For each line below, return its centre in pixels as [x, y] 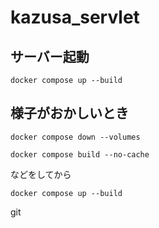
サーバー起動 [50, 56]
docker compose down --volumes [75, 137]
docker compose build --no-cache [80, 154]
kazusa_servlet [75, 17]
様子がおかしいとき [69, 113]
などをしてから [41, 174]
